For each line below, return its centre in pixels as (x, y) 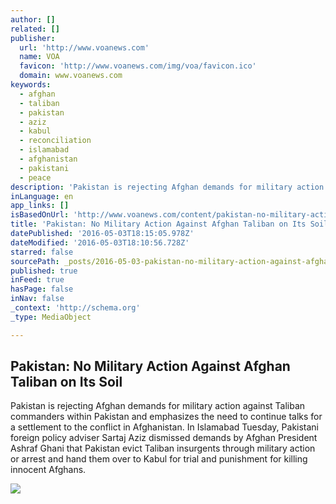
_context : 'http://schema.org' (75, 308)
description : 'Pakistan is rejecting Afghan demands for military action (167, 187)
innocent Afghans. (48, 470)
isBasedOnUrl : (40, 215)
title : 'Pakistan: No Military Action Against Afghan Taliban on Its (158, 224)
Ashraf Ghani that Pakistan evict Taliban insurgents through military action (163, 448)
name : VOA (39, 57)
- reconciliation (55, 141)
